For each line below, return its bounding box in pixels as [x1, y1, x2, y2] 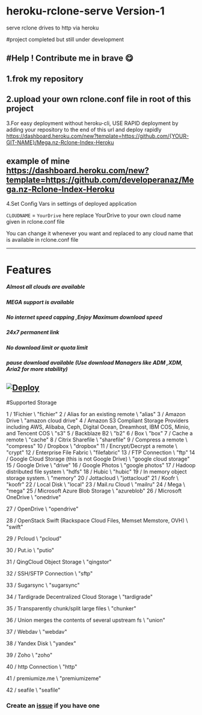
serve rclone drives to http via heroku [6, 24, 99, 31]
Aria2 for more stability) [6, 366, 68, 372]
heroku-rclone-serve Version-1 [6, 4, 165, 18]
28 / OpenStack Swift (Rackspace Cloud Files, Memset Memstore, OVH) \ [6, 517, 188, 524]
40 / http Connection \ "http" [6, 663, 78, 670]
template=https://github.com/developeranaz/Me [6, 174, 194, 185]
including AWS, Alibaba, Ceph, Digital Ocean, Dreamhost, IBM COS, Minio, [6, 423, 191, 431]
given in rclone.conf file [6, 218, 65, 226]
